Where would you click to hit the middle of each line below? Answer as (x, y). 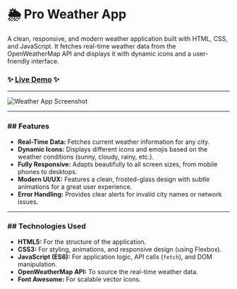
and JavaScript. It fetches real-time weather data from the (92, 46)
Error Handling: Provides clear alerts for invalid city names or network (120, 194)
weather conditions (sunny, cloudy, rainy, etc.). (85, 156)
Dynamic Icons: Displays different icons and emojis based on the (113, 149)
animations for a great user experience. (75, 186)
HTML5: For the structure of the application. (82, 242)
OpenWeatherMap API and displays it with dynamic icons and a (99, 54)
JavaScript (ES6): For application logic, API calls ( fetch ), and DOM (115, 257)
